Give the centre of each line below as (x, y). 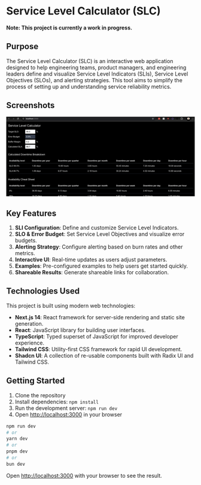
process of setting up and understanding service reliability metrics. (89, 86)
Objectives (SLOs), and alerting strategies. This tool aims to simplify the (94, 80)
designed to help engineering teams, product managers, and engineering (96, 67)
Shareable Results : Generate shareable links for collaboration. (92, 272)
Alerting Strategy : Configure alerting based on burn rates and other (99, 247)
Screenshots (31, 105)
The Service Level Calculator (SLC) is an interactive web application (90, 61)
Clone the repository (40, 395)
